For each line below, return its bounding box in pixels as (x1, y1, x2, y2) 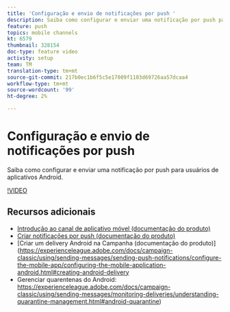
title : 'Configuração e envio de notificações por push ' (7, 10, 176, 17)
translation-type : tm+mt (7, 67, 78, 74)
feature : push (7, 23, 48, 29)
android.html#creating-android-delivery (16, 268, 129, 276)
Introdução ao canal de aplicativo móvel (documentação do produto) (16, 224, 211, 232)
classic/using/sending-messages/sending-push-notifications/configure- (16, 253, 222, 261)
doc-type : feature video (7, 49, 78, 56)
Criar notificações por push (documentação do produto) (16, 231, 176, 240)
